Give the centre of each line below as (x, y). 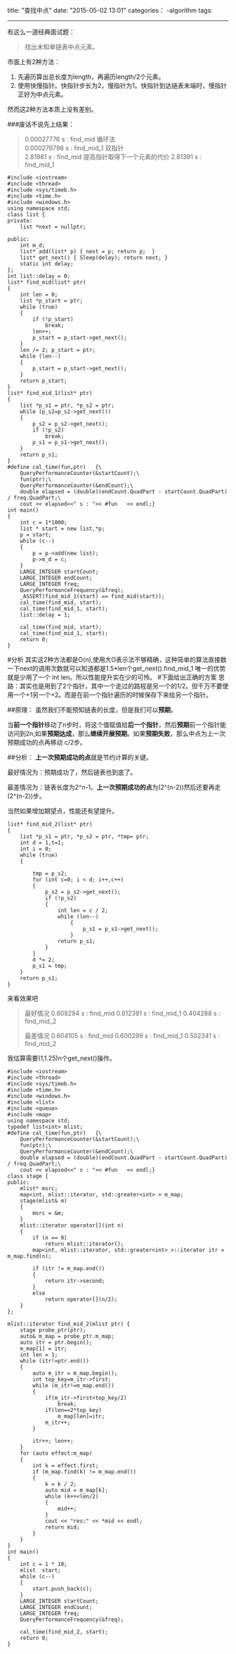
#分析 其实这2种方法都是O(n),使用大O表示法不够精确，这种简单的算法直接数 (117, 659)
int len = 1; (39, 1355)
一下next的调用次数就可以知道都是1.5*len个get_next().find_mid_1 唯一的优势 (117, 668)
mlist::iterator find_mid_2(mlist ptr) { (69, 1324)
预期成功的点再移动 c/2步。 (47, 742)
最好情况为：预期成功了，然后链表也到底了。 (72, 772)
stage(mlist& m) (44, 1201)
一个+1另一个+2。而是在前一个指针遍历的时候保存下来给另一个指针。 (113, 695)
